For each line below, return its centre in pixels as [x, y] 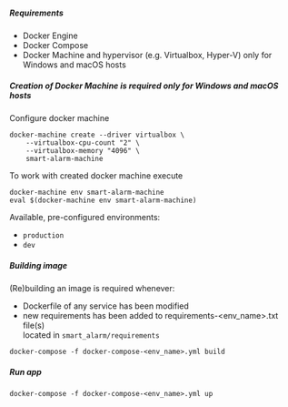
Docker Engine [50, 36]
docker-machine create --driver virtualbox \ [97, 135]
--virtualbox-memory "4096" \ [83, 150]
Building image [39, 265]
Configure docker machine [60, 117]
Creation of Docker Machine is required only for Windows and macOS [144, 86]
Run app [26, 371]
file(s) [34, 325]
